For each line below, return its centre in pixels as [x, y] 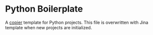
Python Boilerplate [44, 9]
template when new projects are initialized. [49, 27]
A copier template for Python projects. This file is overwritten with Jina [77, 22]
